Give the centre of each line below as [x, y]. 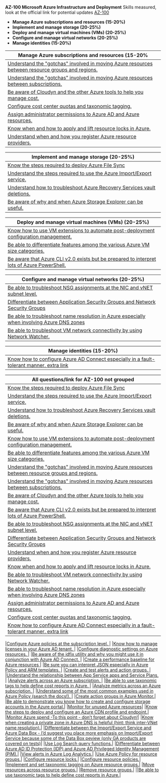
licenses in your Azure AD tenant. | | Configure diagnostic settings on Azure [82, 649]
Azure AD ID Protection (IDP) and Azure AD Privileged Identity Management [82, 749]
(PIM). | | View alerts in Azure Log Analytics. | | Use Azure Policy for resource [81, 754]
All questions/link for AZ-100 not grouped [83, 379]
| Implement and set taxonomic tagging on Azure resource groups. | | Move [80, 764]
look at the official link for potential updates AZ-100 [57, 12]
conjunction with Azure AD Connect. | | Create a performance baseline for [80, 659]
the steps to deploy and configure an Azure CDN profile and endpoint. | [77, 712]
